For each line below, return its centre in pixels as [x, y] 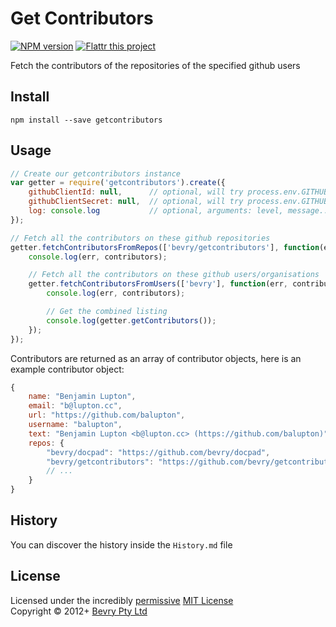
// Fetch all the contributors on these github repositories [140, 238]
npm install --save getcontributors [86, 120]
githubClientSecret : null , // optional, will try [136, 202]
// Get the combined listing [107, 312]
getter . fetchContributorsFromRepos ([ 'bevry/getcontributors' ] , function [165, 247]
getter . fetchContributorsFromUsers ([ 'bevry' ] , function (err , [158, 284]
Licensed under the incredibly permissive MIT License [122, 600]
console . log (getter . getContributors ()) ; [131, 320]
